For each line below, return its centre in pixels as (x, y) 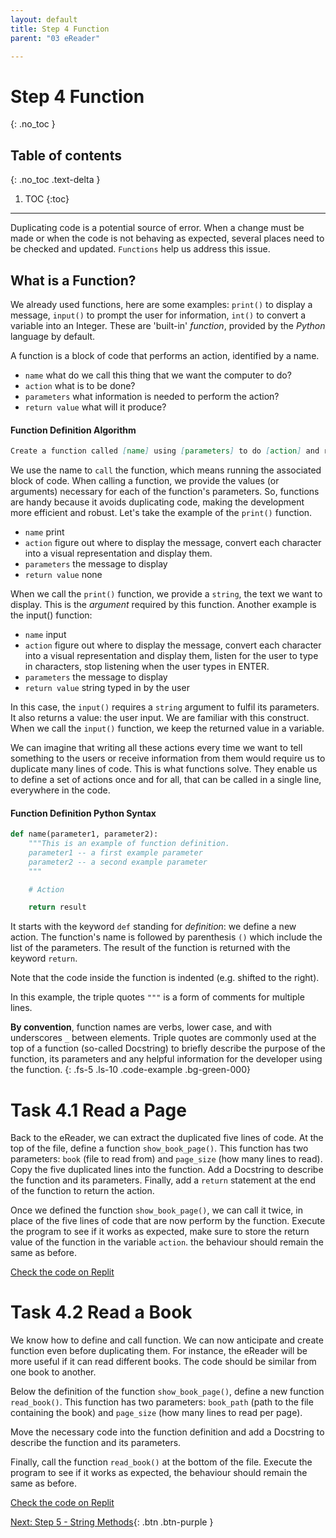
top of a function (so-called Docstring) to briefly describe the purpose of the (168, 1048)
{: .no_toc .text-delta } (55, 180)
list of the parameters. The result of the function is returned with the (150, 948)
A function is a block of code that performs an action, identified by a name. (165, 355)
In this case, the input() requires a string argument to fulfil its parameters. (165, 707)
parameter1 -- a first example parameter (115, 852)
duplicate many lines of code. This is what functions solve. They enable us (164, 769)
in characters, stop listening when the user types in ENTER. (147, 667)
